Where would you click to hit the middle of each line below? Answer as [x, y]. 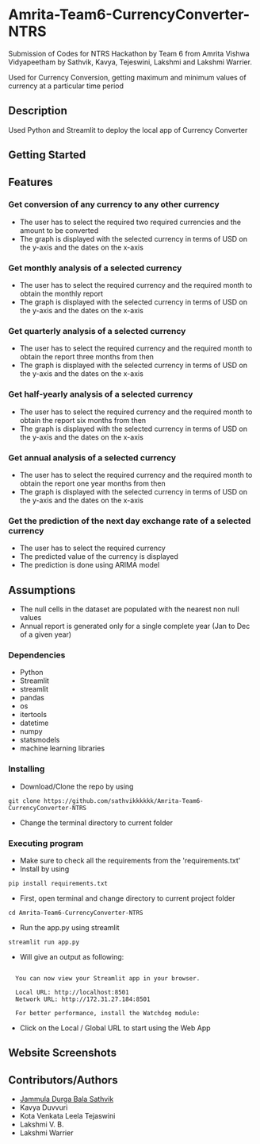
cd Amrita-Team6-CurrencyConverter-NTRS [76, 913]
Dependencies [37, 655]
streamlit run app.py [44, 942]
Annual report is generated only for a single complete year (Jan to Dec [135, 626]
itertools [33, 715]
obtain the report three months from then [87, 357]
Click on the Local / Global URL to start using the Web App [115, 1028]
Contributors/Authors [63, 1080]
